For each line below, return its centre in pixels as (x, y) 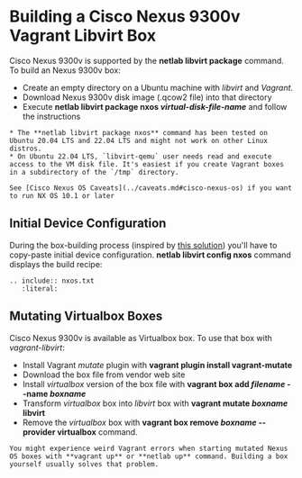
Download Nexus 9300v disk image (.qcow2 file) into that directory (147, 97)
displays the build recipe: (56, 264)
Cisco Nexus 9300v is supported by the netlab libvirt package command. (146, 60)
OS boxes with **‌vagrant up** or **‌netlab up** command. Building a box (149, 456)
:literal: (40, 289)
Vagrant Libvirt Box (82, 36)
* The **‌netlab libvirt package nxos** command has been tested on (139, 132)
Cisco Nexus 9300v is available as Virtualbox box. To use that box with (141, 338)
